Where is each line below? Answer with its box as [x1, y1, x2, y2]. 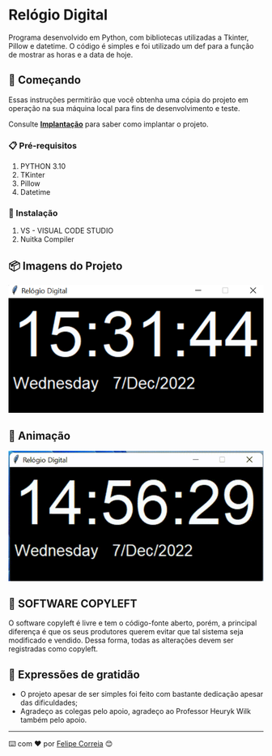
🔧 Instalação [8, 207, 58, 218]
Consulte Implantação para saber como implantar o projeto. [8, 119, 209, 129]
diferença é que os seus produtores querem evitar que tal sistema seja [8, 627, 244, 637]
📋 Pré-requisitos [8, 140, 77, 151]
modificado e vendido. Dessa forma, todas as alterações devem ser [8, 635, 234, 646]
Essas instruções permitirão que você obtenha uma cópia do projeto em [8, 95, 249, 105]
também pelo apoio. [19, 715, 87, 725]
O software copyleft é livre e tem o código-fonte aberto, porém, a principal [8, 618, 257, 628]
